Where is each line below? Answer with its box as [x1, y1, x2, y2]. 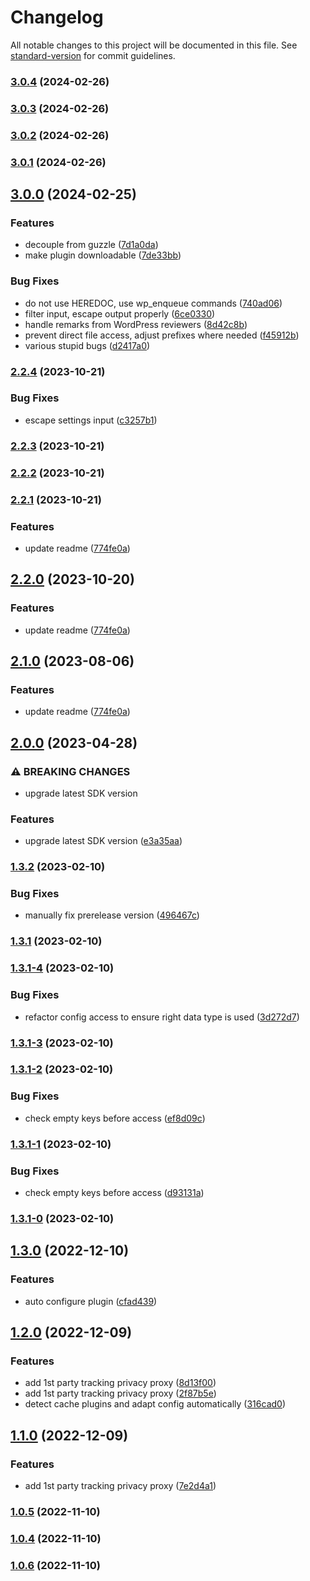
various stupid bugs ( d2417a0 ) [24, 339, 151, 351]
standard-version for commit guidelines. [10, 49, 176, 61]
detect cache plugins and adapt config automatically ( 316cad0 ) [24, 1398, 287, 1410]
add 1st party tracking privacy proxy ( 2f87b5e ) [24, 1387, 217, 1400]
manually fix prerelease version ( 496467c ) [24, 909, 200, 921]
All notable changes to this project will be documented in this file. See [10, 39, 298, 51]
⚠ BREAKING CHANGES [10, 764, 131, 778]
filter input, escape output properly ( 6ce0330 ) [24, 307, 216, 320]
